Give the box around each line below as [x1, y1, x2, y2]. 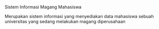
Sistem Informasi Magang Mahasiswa [4, 4, 82, 10]
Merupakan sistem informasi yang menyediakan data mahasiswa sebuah [4, 14, 154, 19]
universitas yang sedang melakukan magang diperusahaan [4, 19, 126, 24]
